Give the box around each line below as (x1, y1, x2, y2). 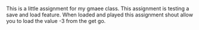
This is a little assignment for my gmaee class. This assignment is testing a (6, 5, 189, 12)
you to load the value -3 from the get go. (6, 18, 106, 24)
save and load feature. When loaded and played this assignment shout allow (6, 11, 194, 18)
